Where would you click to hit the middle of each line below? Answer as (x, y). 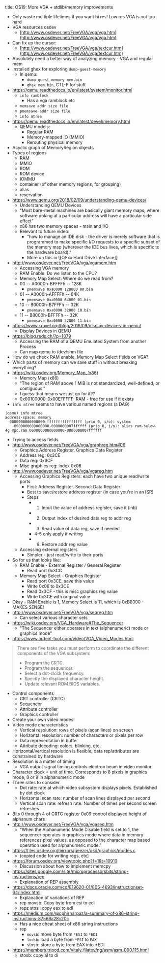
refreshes (29, 808)
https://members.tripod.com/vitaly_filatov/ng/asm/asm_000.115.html (80, 950)
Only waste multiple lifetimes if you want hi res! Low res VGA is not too (83, 17)
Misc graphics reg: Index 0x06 (51, 466)
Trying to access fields (35, 440)
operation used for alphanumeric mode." (60, 845)
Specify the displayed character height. (64, 679)
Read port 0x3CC (44, 570)
